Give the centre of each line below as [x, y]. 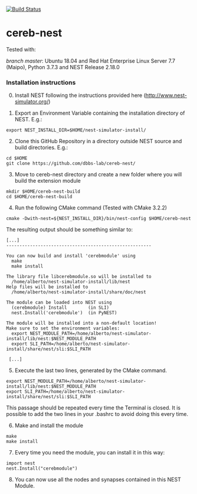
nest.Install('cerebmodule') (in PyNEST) [64, 313]
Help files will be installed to [47, 287]
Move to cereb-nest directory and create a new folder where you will [98, 175]
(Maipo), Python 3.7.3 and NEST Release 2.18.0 [63, 67]
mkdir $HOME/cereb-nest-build [43, 192]
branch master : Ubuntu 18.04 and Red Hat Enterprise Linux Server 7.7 [91, 61]
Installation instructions [41, 82]
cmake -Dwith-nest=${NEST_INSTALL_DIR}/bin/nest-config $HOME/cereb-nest [99, 219]
